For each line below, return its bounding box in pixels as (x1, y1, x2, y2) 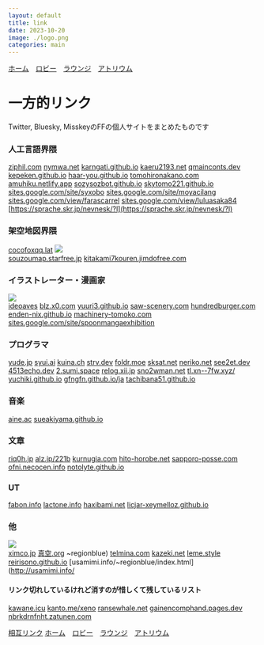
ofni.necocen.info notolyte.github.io (8, 462, 125, 472)
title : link (8, 19, 47, 27)
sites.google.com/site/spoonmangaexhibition (8, 317, 156, 327)
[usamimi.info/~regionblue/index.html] (69, 557, 194, 567)
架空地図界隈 (8, 226, 58, 237)
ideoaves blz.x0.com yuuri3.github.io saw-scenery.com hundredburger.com (8, 301, 256, 310)
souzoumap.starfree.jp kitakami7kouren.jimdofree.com (8, 253, 187, 263)
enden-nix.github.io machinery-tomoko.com (8, 309, 153, 319)
